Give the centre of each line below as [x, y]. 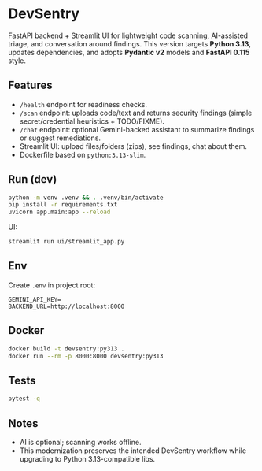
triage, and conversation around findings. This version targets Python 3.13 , [130, 43]
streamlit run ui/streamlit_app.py [66, 242]
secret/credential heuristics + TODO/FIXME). [92, 121]
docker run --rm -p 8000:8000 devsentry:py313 [86, 356]
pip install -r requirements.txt [63, 205]
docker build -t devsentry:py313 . [66, 349]
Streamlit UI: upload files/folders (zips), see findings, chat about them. [133, 146]
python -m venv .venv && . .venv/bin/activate [86, 198]
